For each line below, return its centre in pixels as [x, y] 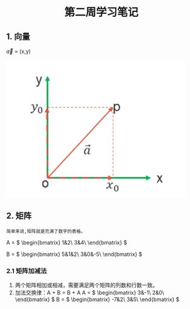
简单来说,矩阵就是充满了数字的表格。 [46, 231]
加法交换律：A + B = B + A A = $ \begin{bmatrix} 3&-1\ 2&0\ [90, 293]
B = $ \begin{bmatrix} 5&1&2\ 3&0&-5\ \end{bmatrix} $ [74, 254]
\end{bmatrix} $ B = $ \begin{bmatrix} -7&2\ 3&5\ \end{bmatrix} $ [97, 299]
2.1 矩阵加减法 [27, 270]
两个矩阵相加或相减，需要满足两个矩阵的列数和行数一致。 [86, 285]
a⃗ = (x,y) [19, 51]
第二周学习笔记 [101, 12]
